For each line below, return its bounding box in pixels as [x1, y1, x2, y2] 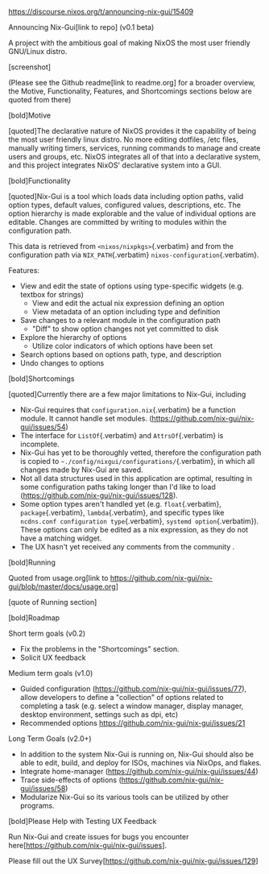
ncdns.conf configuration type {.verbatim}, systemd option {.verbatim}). [19, 516, 259, 526]
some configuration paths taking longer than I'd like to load [19, 483, 216, 491]
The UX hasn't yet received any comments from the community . [19, 542, 235, 551]
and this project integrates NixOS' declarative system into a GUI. [8, 160, 221, 170]
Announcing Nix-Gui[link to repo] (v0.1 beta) [8, 23, 155, 31]
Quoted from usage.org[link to [8, 574, 109, 582]
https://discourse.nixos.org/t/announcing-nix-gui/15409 [8, 7, 194, 16]
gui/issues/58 [19, 784, 66, 793]
